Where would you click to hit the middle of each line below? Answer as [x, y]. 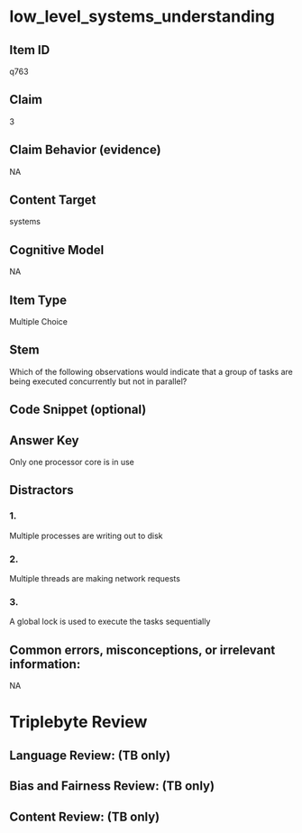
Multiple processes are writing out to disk [87, 535]
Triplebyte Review [78, 722]
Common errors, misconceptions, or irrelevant [142, 650]
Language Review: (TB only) [90, 755]
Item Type [38, 300]
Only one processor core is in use [72, 462]
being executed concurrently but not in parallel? [98, 381]
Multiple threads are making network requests [95, 579]
